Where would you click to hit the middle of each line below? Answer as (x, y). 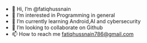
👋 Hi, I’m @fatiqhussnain (41, 9)
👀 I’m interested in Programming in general (63, 15)
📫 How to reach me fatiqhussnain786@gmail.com (73, 34)
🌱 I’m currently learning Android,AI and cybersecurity (76, 21)
